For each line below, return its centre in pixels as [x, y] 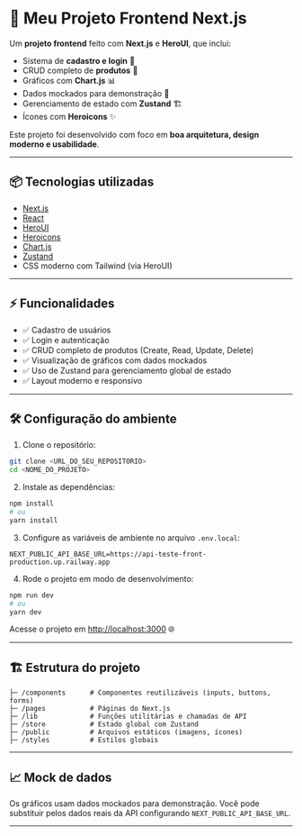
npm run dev [31, 595]
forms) [22, 701]
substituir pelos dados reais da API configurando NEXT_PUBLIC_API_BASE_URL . [150, 813]
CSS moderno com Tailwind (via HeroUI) [97, 266]
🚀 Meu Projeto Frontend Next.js [128, 18]
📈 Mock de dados [61, 777]
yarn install [34, 520]
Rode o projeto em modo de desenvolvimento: [108, 578]
